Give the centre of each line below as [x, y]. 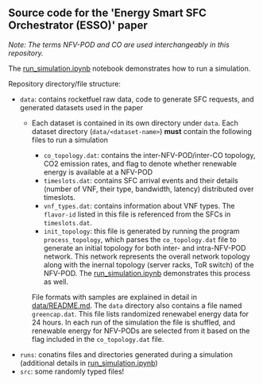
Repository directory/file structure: [65, 83]
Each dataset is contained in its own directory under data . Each [135, 123]
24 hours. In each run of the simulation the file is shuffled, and [133, 322]
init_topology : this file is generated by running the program [141, 231]
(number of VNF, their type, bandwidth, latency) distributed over [149, 189]
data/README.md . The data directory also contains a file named [137, 305]
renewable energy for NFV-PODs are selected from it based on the [141, 330]
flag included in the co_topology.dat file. [98, 339]
